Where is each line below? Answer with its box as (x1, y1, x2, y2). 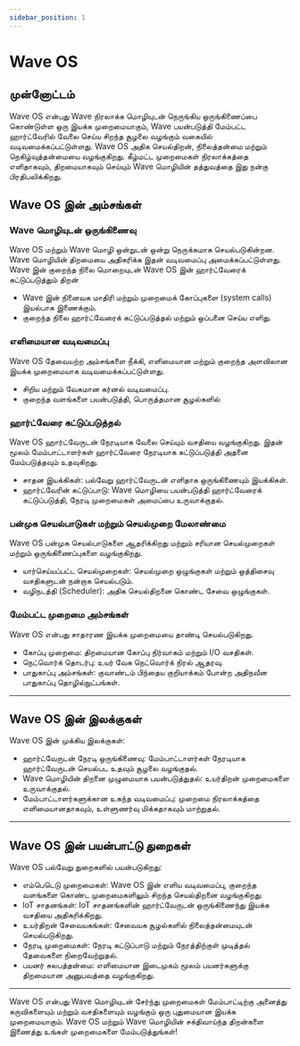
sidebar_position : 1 (9, 12, 87, 22)
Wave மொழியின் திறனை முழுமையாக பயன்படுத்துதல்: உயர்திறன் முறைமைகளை (21, 773, 290, 784)
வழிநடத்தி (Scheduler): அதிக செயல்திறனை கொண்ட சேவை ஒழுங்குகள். (21, 585, 271, 596)
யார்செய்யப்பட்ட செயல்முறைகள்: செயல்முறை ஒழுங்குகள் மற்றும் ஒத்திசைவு (21, 566, 274, 577)
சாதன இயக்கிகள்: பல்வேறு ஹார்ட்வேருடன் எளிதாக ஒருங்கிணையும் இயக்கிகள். (21, 474, 288, 485)
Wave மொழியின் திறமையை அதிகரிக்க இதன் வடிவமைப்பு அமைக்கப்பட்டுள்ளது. (9, 254, 281, 265)
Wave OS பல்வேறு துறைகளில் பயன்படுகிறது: (9, 862, 162, 873)
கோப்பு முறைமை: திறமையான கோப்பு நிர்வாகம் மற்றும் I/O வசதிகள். (21, 646, 254, 657)
